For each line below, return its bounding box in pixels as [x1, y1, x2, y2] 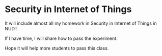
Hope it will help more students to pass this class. [5, 45, 109, 51]
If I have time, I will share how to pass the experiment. [5, 35, 118, 41]
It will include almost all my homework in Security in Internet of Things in [5, 20, 157, 26]
